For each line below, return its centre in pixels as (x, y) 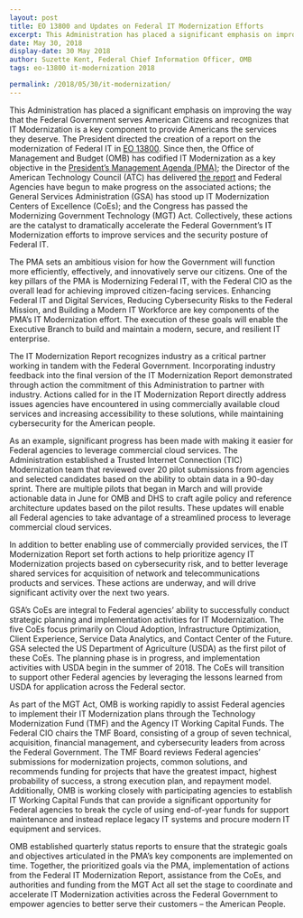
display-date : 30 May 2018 (60, 51)
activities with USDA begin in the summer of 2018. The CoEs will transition (147, 667)
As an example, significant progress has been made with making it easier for (151, 440)
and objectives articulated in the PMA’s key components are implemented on (151, 856)
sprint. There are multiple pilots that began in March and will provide (136, 488)
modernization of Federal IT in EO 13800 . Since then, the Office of (132, 148)
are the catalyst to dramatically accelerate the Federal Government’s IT (141, 225)
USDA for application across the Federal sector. (98, 686)
